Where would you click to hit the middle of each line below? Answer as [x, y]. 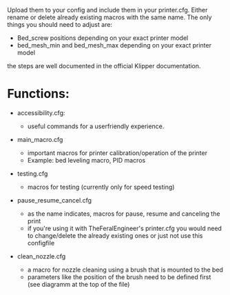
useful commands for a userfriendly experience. [96, 126]
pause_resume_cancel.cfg [54, 200]
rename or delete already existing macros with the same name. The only [109, 17]
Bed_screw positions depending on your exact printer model [103, 38]
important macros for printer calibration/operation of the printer [117, 153]
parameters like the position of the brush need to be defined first [119, 277]
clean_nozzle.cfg [41, 256]
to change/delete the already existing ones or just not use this [115, 235]
